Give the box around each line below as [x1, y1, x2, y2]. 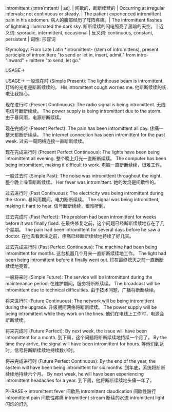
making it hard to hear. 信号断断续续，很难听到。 [5, 203, 108, 209]
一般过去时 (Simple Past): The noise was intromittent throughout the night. [5, 173, 162, 179]
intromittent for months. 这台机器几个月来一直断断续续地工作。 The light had [5, 250, 167, 256]
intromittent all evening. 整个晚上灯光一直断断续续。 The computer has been [5, 155, 167, 161]
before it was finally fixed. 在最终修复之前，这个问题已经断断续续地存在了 [5, 220, 160, 226]
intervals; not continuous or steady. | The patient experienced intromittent [5, 11, 162, 17]
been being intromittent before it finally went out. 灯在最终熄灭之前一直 [5, 257, 155, 263]
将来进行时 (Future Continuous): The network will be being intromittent [5, 298, 155, 304]
